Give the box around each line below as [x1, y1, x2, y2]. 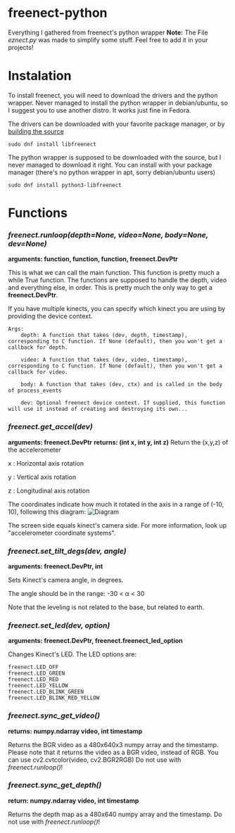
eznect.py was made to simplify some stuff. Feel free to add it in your [8, 35, 208, 44]
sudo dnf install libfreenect [8, 141, 97, 148]
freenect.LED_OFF [8, 663, 59, 671]
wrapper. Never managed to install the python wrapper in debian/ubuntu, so [8, 98, 228, 107]
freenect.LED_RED [8, 676, 59, 683]
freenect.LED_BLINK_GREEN [8, 688, 84, 696]
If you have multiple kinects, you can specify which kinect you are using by [8, 305, 226, 313]
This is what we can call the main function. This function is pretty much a [8, 269, 220, 277]
